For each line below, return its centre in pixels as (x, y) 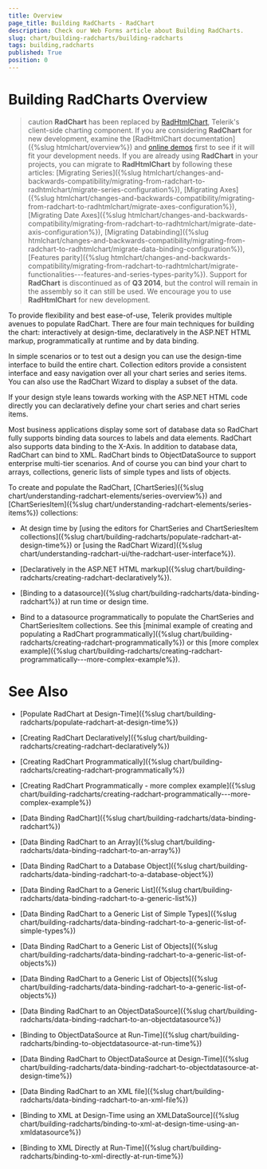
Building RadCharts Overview (108, 100)
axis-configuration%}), (65, 231)
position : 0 (28, 61)
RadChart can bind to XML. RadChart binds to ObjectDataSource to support (132, 455)
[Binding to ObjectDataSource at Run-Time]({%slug (104, 1035)
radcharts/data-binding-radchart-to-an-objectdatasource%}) (120, 1019)
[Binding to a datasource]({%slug (75, 593)
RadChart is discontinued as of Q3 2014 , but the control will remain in (143, 282)
